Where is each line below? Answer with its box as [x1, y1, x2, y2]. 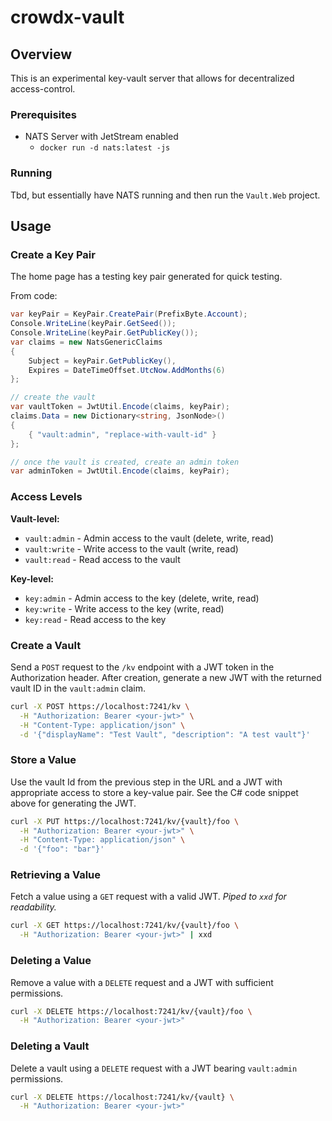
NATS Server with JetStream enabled [24, 131, 179, 143]
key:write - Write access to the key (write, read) [24, 602, 225, 615]
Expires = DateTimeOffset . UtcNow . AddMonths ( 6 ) [28, 365, 226, 375]
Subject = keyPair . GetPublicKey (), [28, 356, 177, 366]
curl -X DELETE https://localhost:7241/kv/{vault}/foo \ [10, 1006, 253, 1016]
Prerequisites [10, 107, 77, 121]
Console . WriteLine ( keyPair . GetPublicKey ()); [10, 328, 199, 338]
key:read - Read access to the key [24, 613, 167, 625]
